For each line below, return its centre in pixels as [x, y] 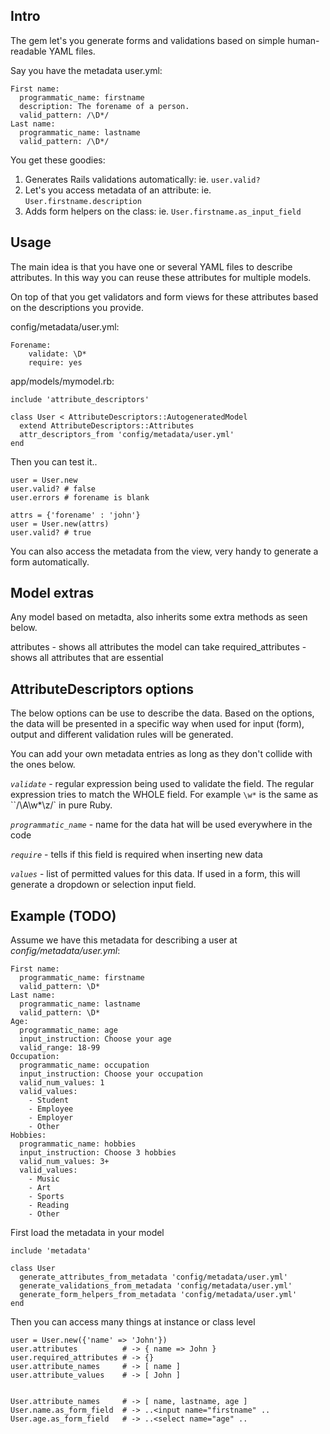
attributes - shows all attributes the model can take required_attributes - [158, 647]
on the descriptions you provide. [77, 307]
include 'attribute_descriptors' [80, 399]
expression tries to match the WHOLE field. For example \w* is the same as [164, 795]
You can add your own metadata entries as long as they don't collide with [161, 754]
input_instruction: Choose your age [95, 1039]
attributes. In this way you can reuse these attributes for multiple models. [161, 277]
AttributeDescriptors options [102, 689]
